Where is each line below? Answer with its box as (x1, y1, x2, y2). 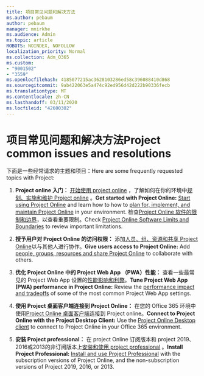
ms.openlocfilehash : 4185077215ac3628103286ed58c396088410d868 (6, 77, 171, 83)
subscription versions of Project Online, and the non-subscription (15, 357, 180, 364)
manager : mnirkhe (6, 26, 51, 32)
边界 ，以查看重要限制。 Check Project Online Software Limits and (26, 216, 189, 223)
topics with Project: (6, 174, 55, 181)
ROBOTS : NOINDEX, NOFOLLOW (6, 43, 75, 49)
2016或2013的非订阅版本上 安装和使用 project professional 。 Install (15, 343, 183, 350)
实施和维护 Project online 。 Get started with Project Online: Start (26, 194, 191, 201)
